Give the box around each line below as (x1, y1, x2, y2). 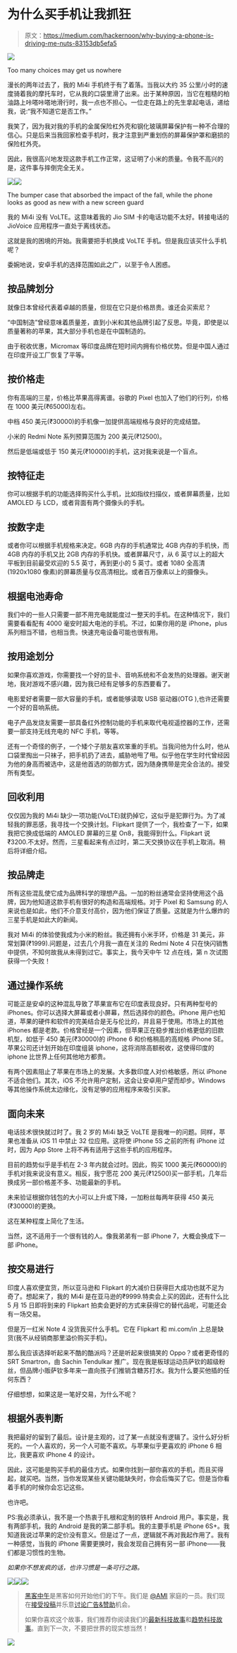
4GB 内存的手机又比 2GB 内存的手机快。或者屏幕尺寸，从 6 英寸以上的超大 (7, 550, 224, 559)
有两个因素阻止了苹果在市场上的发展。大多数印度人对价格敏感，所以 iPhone (7, 1068, 227, 1076)
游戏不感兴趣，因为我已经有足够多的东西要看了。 (31, 679, 174, 688)
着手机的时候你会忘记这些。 (7, 1482, 88, 1492)
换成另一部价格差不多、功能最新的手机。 (7, 1178, 125, 1187)
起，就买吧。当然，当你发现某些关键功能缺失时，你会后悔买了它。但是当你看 (7, 1474, 230, 1482)
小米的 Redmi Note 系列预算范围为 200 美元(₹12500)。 (7, 432, 166, 441)
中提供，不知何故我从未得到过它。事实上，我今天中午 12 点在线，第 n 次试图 (7, 948, 229, 956)
